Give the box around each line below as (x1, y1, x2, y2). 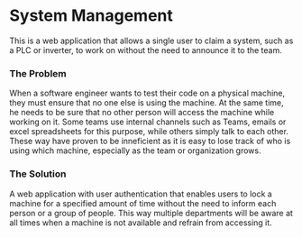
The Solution (9, 168, 67, 180)
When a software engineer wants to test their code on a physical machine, (9, 87, 286, 99)
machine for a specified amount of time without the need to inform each (9, 197, 277, 208)
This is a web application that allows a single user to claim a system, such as (9, 35, 294, 46)
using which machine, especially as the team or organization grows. (9, 145, 261, 156)
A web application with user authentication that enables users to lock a (9, 188, 272, 199)
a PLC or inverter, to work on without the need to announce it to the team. (9, 44, 282, 55)
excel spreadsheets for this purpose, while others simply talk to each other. (9, 126, 288, 137)
